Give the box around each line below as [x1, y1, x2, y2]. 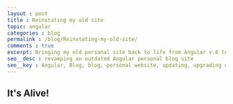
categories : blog [7, 29, 60, 37]
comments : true [7, 42, 54, 49]
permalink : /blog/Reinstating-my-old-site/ [7, 36, 138, 43]
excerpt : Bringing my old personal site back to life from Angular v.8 [7, 49, 218, 56]
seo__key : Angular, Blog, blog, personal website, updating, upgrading [7, 62, 222, 69]
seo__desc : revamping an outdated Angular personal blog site [7, 55, 194, 62]
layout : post [7, 10, 49, 17]
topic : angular [7, 23, 51, 30]
